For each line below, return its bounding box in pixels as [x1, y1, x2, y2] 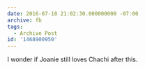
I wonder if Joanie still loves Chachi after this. [7, 55, 138, 63]
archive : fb [7, 17, 42, 24]
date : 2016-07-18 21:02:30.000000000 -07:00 [7, 10, 139, 17]
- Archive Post [13, 29, 58, 37]
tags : [7, 23, 23, 30]
